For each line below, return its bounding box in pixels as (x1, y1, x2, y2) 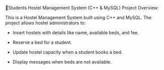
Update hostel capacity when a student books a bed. (12, 49, 123, 55)
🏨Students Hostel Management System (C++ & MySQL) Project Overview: (5, 5, 159, 11)
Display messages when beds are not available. (12, 59, 112, 65)
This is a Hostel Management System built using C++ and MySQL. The (5, 15, 152, 20)
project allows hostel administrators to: (5, 20, 86, 26)
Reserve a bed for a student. (12, 39, 72, 45)
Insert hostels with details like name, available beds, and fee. (12, 30, 139, 35)
